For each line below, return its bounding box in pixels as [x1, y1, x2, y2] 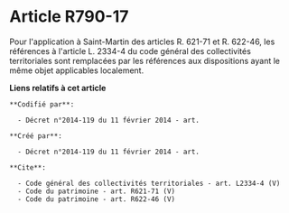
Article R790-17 [9, 6, 129, 27]
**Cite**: [9, 162, 47, 172]
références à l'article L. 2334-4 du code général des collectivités [9, 45, 251, 56]
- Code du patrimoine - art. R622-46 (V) [17, 194, 176, 204]
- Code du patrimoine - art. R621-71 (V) [17, 187, 176, 196]
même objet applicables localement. [9, 65, 144, 76]
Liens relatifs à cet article [9, 82, 107, 93]
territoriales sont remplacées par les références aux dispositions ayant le [9, 55, 280, 66]
